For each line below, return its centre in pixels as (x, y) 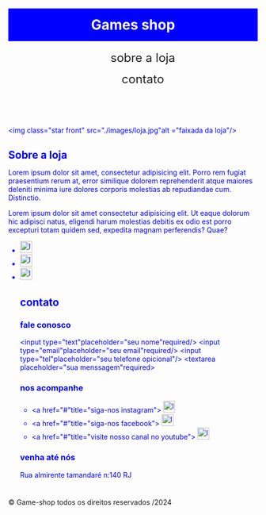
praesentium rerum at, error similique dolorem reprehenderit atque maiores (131, 181)
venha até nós (47, 458)
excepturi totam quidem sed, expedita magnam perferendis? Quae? (118, 230)
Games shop (133, 25)
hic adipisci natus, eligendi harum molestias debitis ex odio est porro (120, 221)
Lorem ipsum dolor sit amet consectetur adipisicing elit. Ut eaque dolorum (129, 213)
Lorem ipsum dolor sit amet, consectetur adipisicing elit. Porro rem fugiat (127, 173)
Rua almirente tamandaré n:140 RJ (76, 475)
